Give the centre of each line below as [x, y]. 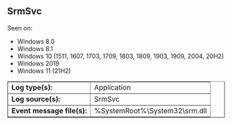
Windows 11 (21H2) [44, 70]
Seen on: [20, 28]
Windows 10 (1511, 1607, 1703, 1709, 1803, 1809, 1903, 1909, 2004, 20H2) [120, 56]
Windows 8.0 [36, 41]
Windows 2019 [38, 63]
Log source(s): [36, 99]
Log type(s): [32, 87]
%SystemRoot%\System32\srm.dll [151, 110]
